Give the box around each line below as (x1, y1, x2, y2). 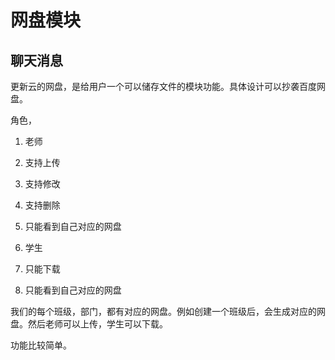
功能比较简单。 (10, 339, 72, 351)
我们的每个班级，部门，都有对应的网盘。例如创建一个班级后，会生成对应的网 (10, 306, 326, 317)
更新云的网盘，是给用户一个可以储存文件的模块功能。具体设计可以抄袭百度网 (10, 81, 326, 92)
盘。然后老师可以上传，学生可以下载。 (10, 318, 168, 330)
